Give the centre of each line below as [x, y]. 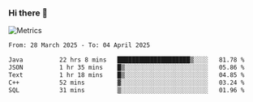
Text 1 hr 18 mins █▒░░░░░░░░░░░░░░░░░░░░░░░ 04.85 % [126, 75]
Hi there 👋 [28, 13]
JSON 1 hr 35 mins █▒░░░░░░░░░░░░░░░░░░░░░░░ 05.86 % [126, 68]
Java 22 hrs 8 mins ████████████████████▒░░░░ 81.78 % [126, 60]
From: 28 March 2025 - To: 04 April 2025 [79, 45]
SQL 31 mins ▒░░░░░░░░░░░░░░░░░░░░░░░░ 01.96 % [126, 90]
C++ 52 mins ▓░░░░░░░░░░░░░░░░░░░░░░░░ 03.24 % [126, 83]
